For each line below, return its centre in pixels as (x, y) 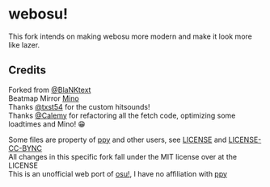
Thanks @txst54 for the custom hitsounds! (79, 106)
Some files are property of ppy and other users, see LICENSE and (118, 139)
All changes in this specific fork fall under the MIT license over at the (122, 156)
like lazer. (24, 44)
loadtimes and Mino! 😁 (47, 124)
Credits (27, 71)
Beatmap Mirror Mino (44, 98)
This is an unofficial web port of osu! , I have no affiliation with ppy (118, 173)
